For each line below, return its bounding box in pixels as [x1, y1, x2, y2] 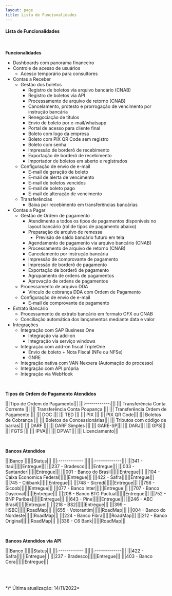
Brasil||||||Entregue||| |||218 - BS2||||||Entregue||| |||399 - [5, 501, 126, 508]
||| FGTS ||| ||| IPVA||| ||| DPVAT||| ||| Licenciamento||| [5, 427, 119, 434]
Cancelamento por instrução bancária [28, 250, 108, 257]
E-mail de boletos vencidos [28, 179, 86, 185]
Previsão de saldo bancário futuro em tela [35, 234, 124, 240]
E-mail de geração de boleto [28, 169, 88, 175]
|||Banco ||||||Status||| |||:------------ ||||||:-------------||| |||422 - [5, 548, 144, 554]
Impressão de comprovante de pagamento [28, 256, 118, 262]
